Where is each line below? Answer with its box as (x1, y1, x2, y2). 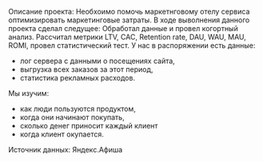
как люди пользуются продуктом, (19, 104, 136, 113)
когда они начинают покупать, (19, 113, 126, 122)
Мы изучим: (8, 89, 50, 98)
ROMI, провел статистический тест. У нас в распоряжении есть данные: (8, 41, 256, 50)
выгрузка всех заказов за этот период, (19, 65, 153, 74)
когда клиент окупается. (19, 129, 104, 139)
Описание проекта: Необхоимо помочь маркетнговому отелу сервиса (8, 7, 250, 16)
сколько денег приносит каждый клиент (19, 121, 158, 130)
